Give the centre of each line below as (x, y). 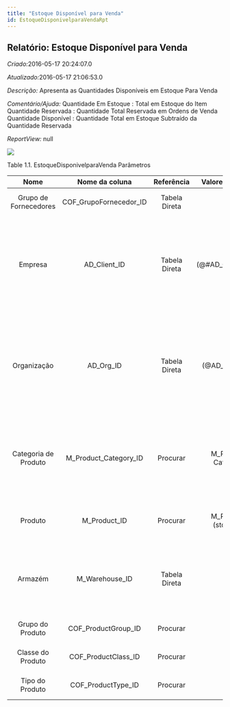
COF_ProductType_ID (104, 685)
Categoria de (33, 454)
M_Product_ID (105, 521)
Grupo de (33, 198)
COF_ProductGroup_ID (105, 629)
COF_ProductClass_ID (105, 657)
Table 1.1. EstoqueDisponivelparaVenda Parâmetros (79, 165)
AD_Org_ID (104, 366)
